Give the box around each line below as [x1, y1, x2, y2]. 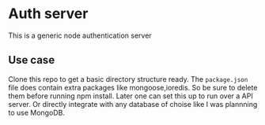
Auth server [8, 5, 89, 23]
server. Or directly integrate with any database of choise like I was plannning [8, 99, 258, 108]
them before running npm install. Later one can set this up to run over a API [8, 91, 253, 101]
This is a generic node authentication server [8, 31, 152, 40]
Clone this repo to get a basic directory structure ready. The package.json [8, 74, 248, 83]
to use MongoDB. [8, 108, 66, 117]
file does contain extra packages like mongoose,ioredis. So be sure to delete [8, 83, 258, 92]
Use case [8, 53, 55, 67]
